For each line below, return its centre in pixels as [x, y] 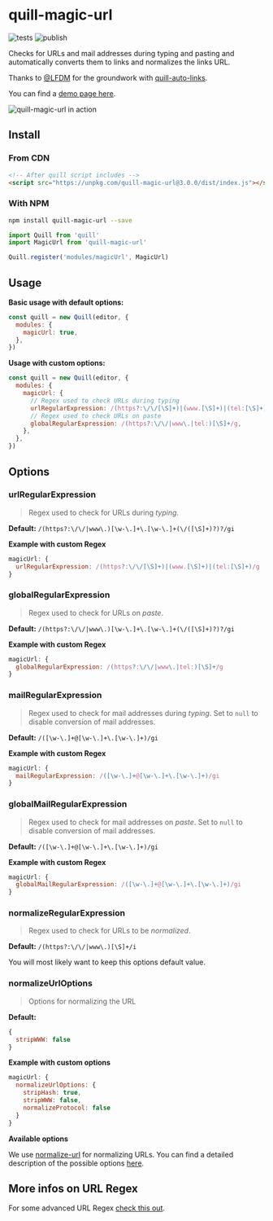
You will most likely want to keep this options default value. [107, 962]
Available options [39, 1139]
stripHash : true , [52, 1093]
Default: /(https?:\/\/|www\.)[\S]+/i [72, 946]
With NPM [29, 204]
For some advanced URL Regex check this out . [87, 1208]
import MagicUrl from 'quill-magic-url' [78, 243]
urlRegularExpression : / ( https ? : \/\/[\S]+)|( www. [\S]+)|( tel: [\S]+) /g [138, 567]
